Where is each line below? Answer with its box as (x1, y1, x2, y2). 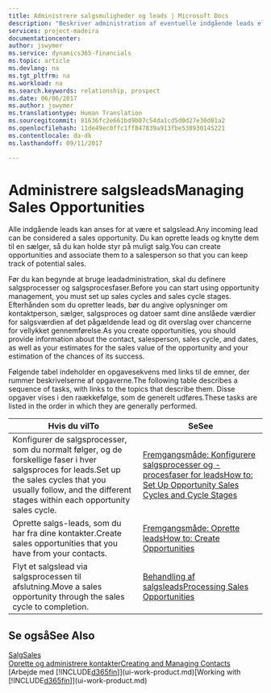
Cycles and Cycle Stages (142, 489, 238, 500)
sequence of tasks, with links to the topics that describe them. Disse (8, 384, 236, 394)
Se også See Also (8, 629, 95, 642)
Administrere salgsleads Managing (8, 181, 244, 199)
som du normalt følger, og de (12, 444, 123, 455)
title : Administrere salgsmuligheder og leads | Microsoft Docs (8, 11, 229, 20)
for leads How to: (190, 469, 253, 480)
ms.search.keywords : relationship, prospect (8, 86, 161, 95)
